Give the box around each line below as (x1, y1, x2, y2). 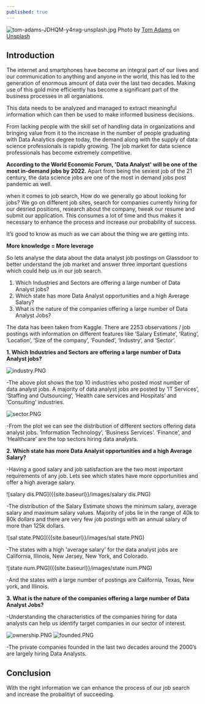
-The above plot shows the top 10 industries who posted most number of (6, 379, 190, 386)
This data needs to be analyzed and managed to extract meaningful (6, 104, 177, 112)
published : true (6, 9, 48, 15)
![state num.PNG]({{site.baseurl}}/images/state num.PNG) (6, 565, 153, 572)
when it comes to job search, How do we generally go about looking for (6, 192, 187, 200)
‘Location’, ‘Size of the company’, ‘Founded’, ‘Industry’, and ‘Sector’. (6, 337, 176, 344)
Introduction (6, 50, 55, 61)
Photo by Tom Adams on (117, 26, 180, 33)
